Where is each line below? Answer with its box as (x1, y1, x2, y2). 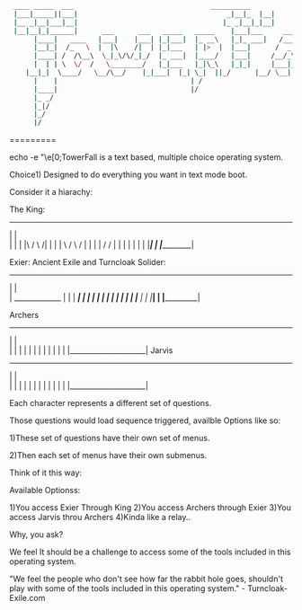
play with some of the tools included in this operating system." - (9, 583, 245, 594)
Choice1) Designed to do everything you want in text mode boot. (9, 169, 248, 181)
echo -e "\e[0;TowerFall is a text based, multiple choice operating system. (9, 152, 283, 163)
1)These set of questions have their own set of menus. (9, 433, 210, 444)
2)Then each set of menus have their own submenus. (9, 450, 208, 461)
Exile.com (9, 593, 46, 604)
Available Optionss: (9, 485, 81, 496)
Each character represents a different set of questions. (9, 398, 212, 409)
